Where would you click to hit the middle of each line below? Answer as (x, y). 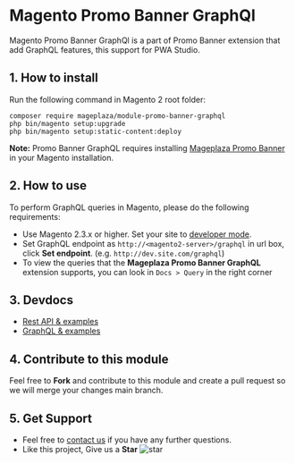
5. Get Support (51, 418)
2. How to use (48, 185)
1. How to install (54, 78)
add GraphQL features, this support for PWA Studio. (105, 49)
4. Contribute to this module (89, 359)
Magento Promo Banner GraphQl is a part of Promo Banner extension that (145, 40)
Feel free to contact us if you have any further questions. (127, 440)
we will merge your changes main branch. (86, 391)
